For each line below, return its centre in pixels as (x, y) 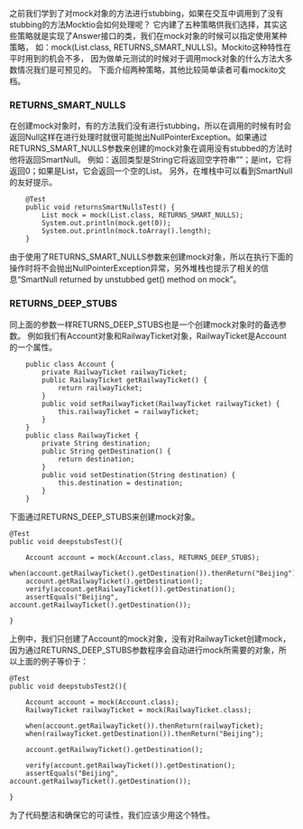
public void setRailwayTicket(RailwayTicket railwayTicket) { (161, 404)
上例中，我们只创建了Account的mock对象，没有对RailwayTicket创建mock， (150, 638)
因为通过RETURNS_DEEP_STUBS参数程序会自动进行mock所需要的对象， (144, 650)
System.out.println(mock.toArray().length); (127, 231)
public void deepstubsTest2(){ (68, 686)
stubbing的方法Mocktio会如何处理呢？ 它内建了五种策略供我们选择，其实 (144, 24)
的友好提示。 (33, 183)
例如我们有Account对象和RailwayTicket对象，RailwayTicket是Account (156, 335)
